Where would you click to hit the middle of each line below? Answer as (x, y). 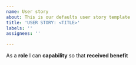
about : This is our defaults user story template (68, 17)
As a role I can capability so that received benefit (67, 56)
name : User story (27, 12)
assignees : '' (24, 34)
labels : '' (19, 28)
